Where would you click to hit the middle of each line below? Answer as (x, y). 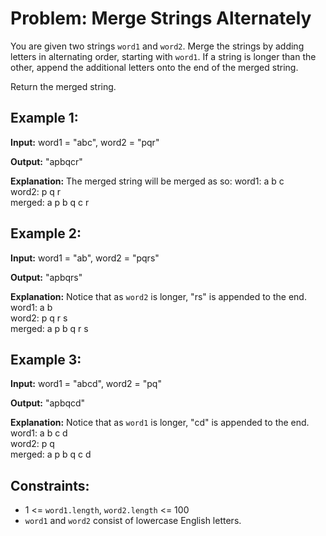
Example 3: (46, 359)
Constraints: (50, 485)
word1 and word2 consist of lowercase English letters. (133, 521)
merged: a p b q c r (50, 202)
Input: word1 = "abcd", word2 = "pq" (86, 384)
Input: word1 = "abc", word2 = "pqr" (85, 142)
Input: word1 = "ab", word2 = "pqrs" (85, 258)
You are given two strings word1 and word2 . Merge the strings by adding (157, 46)
